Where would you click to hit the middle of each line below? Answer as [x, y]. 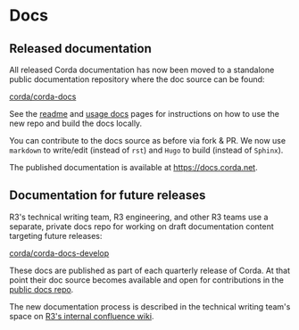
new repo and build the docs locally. [76, 123]
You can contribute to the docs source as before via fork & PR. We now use [148, 140]
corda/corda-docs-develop [59, 253]
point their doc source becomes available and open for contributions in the [146, 280]
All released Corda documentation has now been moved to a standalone [142, 70]
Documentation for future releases [108, 196]
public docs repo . [42, 289]
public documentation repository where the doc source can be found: [137, 79]
